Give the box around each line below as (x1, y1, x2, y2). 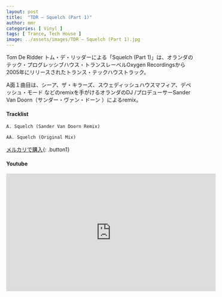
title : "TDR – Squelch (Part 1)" (6, 14, 93, 20)
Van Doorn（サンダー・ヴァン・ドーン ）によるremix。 (6, 96, 142, 103)
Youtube (6, 160, 28, 167)
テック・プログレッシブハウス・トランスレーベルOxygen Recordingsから (6, 61, 185, 68)
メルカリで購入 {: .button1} (6, 146, 70, 153)
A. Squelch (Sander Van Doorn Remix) (6, 124, 101, 130)
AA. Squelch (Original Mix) (6, 134, 77, 140)
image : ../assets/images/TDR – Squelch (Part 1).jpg (6, 36, 141, 42)
